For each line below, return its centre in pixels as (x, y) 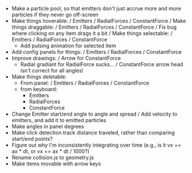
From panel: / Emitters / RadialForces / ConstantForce (85, 83)
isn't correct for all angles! (52, 70)
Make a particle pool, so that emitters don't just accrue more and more (96, 8)
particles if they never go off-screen (55, 15)
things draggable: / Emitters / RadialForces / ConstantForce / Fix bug (94, 27)
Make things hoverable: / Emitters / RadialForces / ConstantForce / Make (99, 21)
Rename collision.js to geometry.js (53, 158)
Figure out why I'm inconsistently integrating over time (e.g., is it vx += (96, 145)
